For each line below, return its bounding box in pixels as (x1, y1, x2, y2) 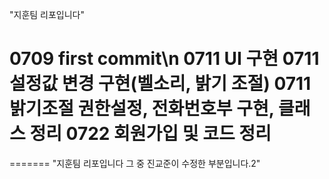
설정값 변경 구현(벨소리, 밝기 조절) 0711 (9, 73, 312, 95)
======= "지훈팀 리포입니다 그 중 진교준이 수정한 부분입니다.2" (9, 157, 261, 169)
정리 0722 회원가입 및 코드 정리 (29, 123, 272, 145)
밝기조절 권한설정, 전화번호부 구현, (9, 98, 275, 120)
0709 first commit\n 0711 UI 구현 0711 (9, 48, 320, 70)
